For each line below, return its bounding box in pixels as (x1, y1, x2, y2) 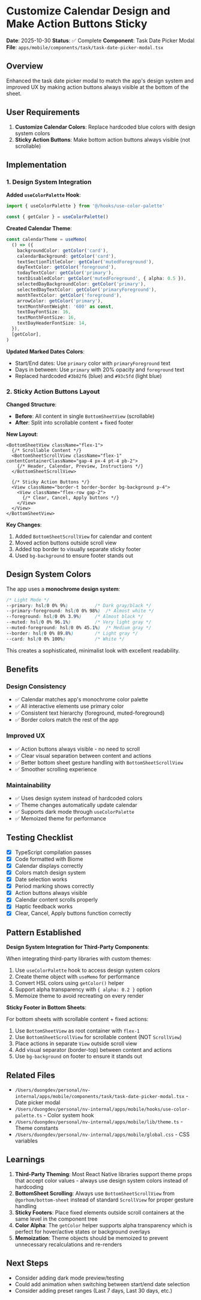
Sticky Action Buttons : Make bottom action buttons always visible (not (14, 136, 190, 143)
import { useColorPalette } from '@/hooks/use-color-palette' (6, 203, 165, 209)
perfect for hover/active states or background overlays (14, 1228, 151, 1235)
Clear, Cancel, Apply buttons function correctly (14, 909, 132, 917)
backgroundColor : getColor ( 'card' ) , (17, 248, 109, 254)
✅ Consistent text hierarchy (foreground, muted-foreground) (14, 709, 165, 716)
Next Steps (6, 1258, 49, 1269)
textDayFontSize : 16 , (17, 309, 71, 315)
